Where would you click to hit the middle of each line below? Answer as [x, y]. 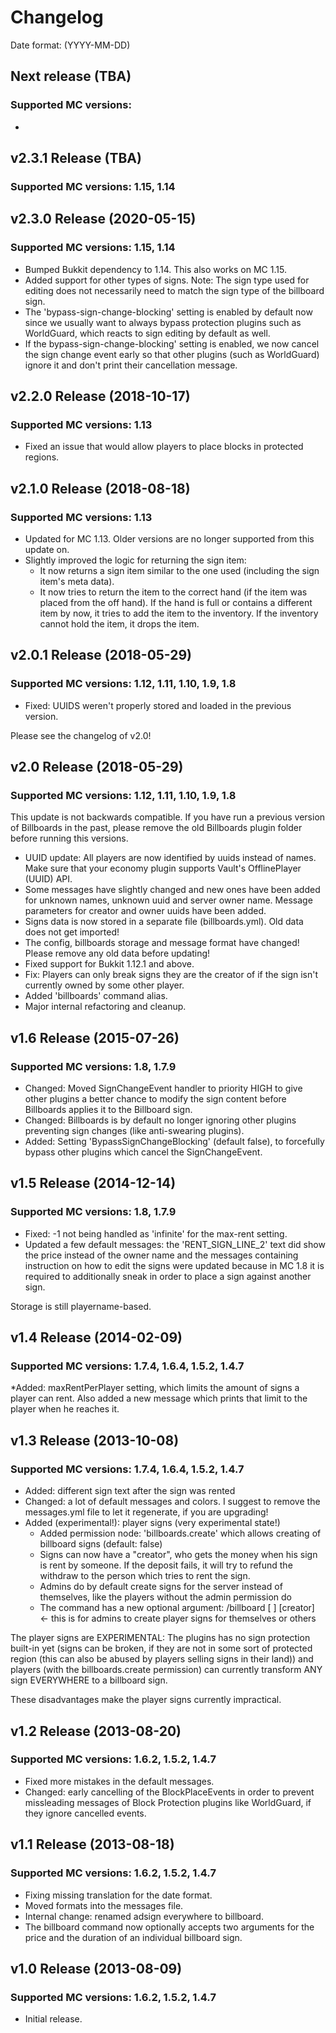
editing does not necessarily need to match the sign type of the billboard [174, 290]
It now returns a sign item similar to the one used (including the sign [179, 570]
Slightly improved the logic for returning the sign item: [135, 560]
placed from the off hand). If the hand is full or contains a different [176, 602]
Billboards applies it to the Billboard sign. [108, 1110]
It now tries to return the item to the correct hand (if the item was [173, 592]
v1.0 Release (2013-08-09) [96, 1968]
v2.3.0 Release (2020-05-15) [103, 219]
